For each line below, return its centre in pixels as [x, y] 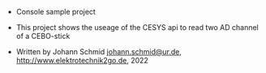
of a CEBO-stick [43, 36]
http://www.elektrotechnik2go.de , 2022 [82, 60]
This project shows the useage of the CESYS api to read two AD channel [137, 27]
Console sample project [56, 12]
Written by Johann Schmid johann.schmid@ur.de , [99, 52]
